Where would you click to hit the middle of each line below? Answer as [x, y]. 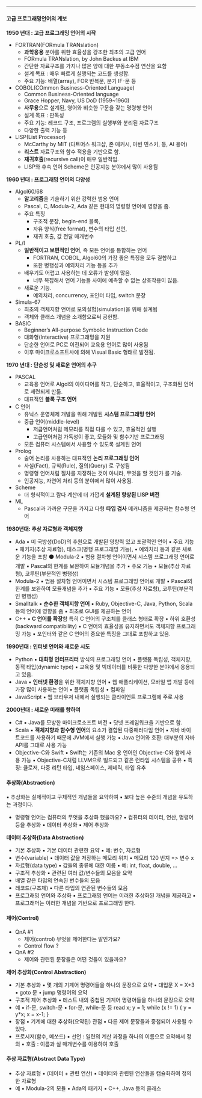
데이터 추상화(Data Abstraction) [45, 837]
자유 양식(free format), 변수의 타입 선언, [80, 229]
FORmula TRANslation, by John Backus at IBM [81, 59]
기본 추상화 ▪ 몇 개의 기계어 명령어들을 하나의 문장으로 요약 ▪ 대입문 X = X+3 [105, 985]
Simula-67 [28, 302]
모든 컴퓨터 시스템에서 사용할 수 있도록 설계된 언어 [82, 444]
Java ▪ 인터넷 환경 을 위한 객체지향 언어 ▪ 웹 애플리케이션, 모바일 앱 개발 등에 [104, 682]
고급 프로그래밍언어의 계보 [37, 18]
